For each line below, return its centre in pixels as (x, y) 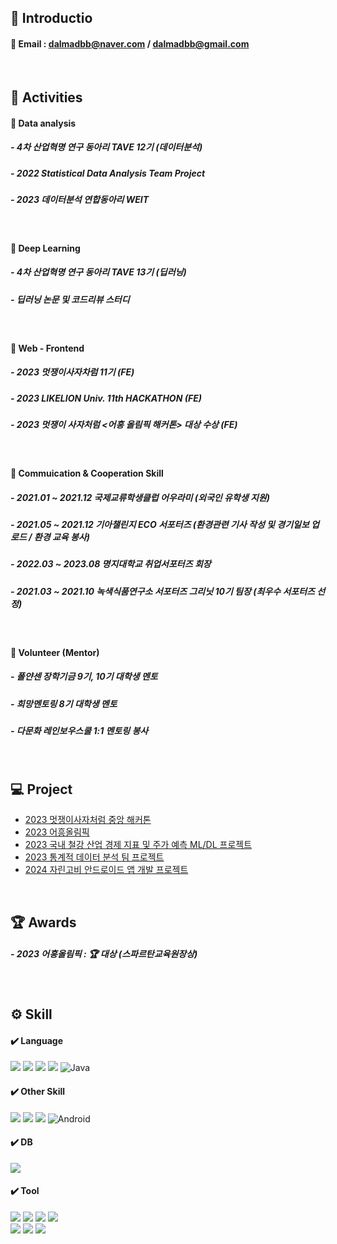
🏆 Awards (43, 922)
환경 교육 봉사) (61, 537)
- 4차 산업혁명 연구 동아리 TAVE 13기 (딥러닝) (98, 272)
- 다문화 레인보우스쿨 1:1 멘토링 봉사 (79, 731)
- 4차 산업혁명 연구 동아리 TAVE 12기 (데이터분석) (106, 147)
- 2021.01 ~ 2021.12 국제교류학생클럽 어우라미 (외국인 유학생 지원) (140, 497)
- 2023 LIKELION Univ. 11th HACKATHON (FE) (106, 398)
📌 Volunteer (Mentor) (55, 652)
